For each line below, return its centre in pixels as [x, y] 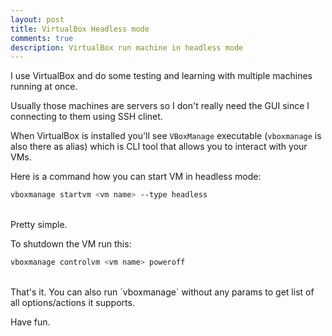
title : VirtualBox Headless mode [80, 29]
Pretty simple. [39, 225]
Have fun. [30, 322]
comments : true [42, 38]
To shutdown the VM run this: [71, 244]
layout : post [37, 19]
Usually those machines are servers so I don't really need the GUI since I [160, 106]
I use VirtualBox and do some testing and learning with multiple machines [161, 76]
